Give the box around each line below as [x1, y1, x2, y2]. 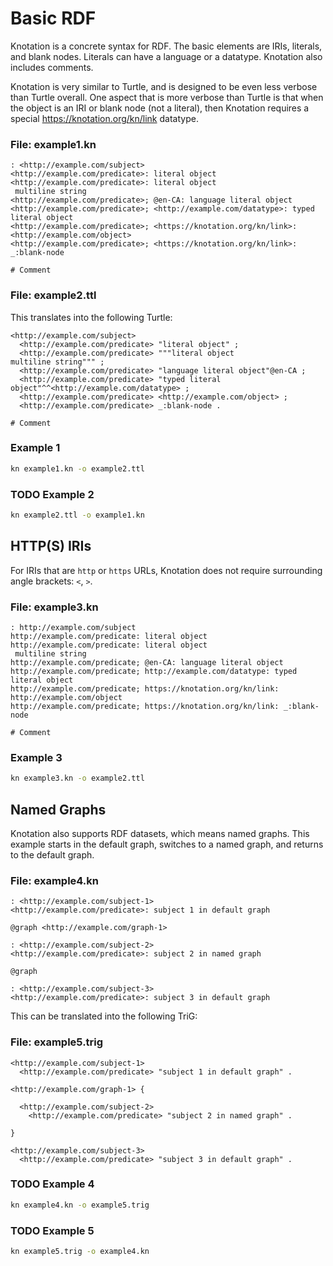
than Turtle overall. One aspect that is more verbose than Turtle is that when [10, 91, 324, 103]
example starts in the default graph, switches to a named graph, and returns [10, 838, 324, 850]
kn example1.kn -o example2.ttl [10, 463, 145, 474]
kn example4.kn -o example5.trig [10, 1200, 150, 1210]
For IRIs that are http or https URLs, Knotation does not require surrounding [10, 564, 323, 576]
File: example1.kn [10, 137, 97, 151]
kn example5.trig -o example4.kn [10, 1247, 150, 1257]
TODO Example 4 [10, 1177, 95, 1191]
